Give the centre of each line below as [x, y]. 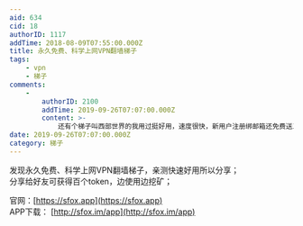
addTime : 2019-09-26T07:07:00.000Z [109, 110]
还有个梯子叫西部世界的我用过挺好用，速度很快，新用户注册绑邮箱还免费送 [175, 127]
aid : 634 [26, 18]
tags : [19, 59]
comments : [28, 85]
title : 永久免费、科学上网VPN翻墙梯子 [73, 51]
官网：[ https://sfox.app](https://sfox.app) [86, 200]
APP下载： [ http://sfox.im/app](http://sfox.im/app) [102, 212]
